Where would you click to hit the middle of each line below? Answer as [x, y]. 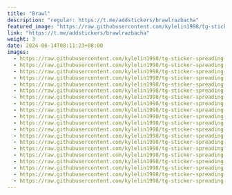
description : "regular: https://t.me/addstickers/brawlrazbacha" [103, 20]
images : [18, 53]
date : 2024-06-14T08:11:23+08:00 [55, 46]
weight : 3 [21, 39]
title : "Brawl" [29, 13]
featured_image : [30, 26]
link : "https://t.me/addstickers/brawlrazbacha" [78, 33]
